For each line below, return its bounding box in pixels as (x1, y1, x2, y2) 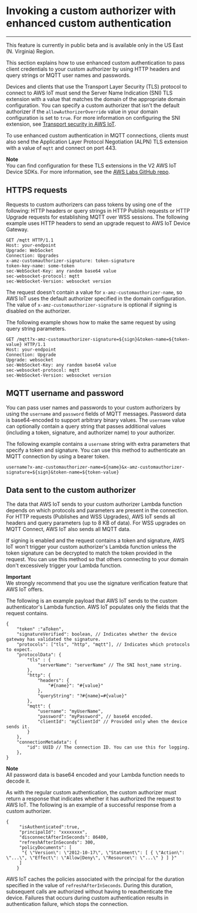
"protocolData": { (16, 652, 62, 658)
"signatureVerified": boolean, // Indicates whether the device (16, 632, 177, 637)
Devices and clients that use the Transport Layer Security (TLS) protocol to (6, 83, 188, 90)
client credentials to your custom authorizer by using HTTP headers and (6, 65, 181, 72)
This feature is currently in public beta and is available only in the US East (6, 41, 184, 48)
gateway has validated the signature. (6, 636, 101, 643)
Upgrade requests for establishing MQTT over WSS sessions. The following (6, 213, 189, 220)
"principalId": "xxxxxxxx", (19, 830, 88, 835)
